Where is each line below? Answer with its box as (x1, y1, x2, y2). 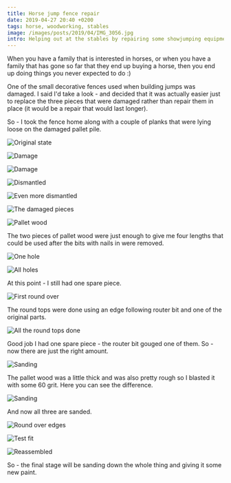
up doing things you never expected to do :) (7, 69, 131, 78)
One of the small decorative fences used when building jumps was (7, 83, 196, 91)
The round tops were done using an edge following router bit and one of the (7, 305, 222, 314)
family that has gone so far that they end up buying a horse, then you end (7, 62, 215, 70)
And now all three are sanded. (7, 407, 92, 416)
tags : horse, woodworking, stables (7, 23, 109, 30)
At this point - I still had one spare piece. (7, 279, 122, 288)
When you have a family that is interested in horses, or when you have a (7, 54, 211, 63)
